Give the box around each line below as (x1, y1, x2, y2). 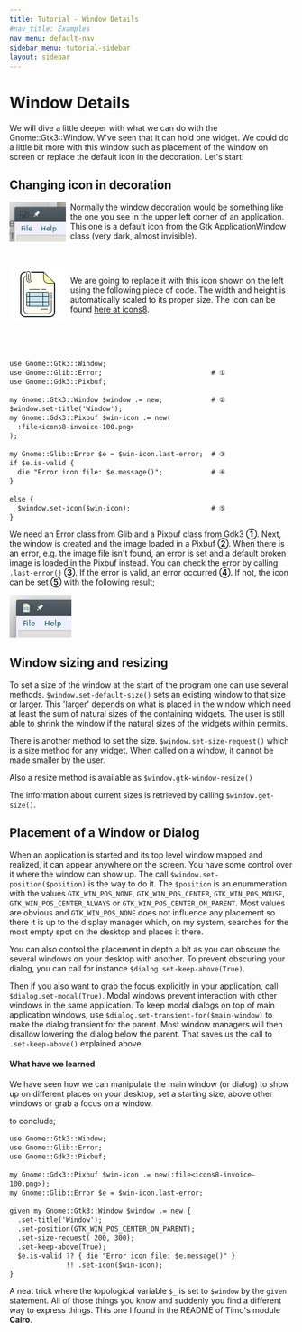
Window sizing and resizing (9, 655, 169, 671)
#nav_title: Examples (9, 23, 91, 33)
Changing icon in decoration (9, 177, 172, 193)
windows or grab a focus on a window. (9, 1098, 153, 1109)
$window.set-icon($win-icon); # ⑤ (17, 503, 225, 512)
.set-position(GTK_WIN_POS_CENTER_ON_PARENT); (17, 1224, 196, 1234)
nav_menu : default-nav (9, 33, 95, 42)
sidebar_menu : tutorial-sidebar (9, 43, 131, 52)
